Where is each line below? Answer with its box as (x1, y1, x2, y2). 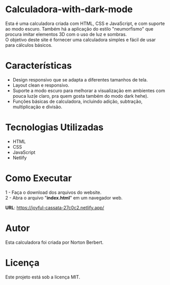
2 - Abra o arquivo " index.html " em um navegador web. (5, 194, 123, 201)
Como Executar (5, 173, 72, 184)
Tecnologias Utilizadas (5, 122, 104, 133)
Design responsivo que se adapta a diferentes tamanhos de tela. (12, 76, 148, 82)
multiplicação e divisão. (12, 103, 63, 110)
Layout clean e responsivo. (12, 82, 70, 88)
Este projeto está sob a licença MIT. (5, 274, 80, 280)
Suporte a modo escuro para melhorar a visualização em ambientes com (12, 88, 165, 94)
